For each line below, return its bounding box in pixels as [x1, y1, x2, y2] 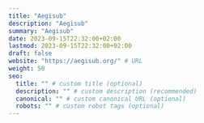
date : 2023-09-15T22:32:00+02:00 [8, 34, 121, 43]
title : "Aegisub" [8, 11, 67, 20]
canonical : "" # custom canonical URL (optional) [15, 95, 186, 103]
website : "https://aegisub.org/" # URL [8, 57, 143, 66]
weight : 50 [8, 65, 45, 73]
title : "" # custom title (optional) [15, 79, 143, 87]
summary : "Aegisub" [8, 27, 74, 35]
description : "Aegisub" [8, 19, 89, 28]
